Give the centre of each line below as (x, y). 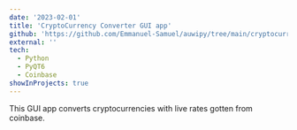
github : (23, 34)
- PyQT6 (31, 67)
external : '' (33, 42)
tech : (19, 50)
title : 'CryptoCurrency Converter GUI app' (91, 26)
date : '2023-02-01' (45, 17)
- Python (33, 58)
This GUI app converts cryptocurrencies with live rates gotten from (131, 108)
